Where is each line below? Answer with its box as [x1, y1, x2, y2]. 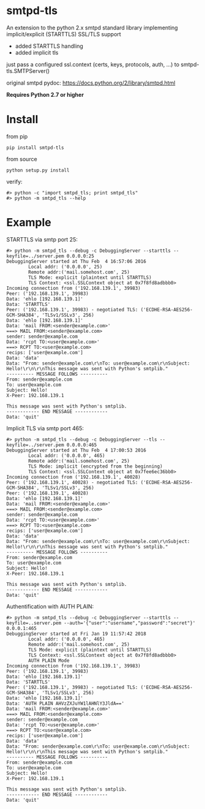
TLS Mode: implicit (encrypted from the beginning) [28, 463, 163, 469]
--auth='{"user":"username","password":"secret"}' [64, 620, 196, 626]
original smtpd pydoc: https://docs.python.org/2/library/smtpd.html [6, 79, 176, 86]
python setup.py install [6, 167, 70, 173]
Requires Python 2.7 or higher [6, 91, 84, 98]
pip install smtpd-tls [6, 145, 64, 151]
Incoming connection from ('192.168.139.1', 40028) [6, 474, 141, 480]
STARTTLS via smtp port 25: [6, 235, 78, 243]
